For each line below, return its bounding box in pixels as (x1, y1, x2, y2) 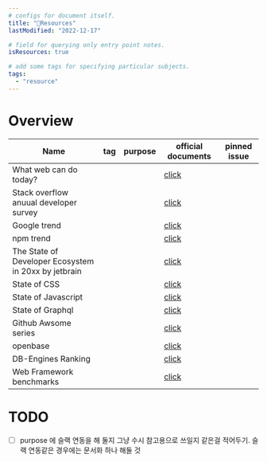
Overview (8, 112, 74, 130)
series (12, 327, 36, 339)
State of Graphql (12, 304, 74, 315)
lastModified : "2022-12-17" (8, 26, 102, 34)
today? (12, 174, 38, 185)
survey (12, 206, 38, 217)
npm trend (12, 233, 52, 244)
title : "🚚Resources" (8, 19, 77, 27)
